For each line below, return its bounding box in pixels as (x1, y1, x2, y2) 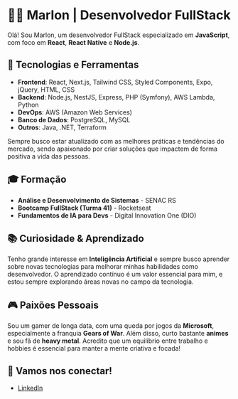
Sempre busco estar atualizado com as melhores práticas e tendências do (7, 137, 225, 145)
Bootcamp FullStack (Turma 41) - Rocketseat (17, 203, 151, 212)
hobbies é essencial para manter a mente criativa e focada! (7, 344, 181, 353)
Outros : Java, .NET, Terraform (17, 123, 107, 132)
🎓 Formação (7, 174, 67, 186)
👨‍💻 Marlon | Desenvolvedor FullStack (7, 7, 231, 23)
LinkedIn (17, 384, 43, 392)
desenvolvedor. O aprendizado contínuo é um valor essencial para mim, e (7, 270, 223, 279)
